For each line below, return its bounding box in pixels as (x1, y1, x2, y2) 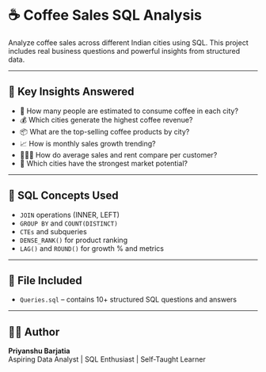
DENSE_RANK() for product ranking (19, 235, 128, 245)
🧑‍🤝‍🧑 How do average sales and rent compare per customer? (19, 150, 218, 159)
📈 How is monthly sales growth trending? (19, 139, 156, 148)
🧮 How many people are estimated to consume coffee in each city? (19, 106, 239, 116)
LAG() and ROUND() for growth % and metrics (19, 243, 165, 253)
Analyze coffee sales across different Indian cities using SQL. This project (8, 37, 249, 47)
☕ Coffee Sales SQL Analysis (8, 6, 202, 25)
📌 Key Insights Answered (8, 85, 135, 99)
